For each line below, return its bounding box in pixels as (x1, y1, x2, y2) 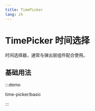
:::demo (5, 82, 21, 88)
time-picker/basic (5, 92, 41, 98)
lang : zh (5, 12, 23, 17)
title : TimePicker (5, 7, 43, 12)
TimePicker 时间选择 (5, 35, 90, 46)
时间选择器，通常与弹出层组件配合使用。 (5, 52, 88, 58)
